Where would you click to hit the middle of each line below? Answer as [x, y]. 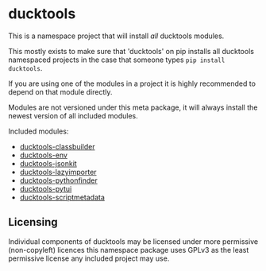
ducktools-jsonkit [48, 163]
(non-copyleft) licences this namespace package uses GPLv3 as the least [129, 250]
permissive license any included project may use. [89, 258]
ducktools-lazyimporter [58, 172]
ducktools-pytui [46, 188]
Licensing [33, 222]
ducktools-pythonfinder [58, 180]
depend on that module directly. [60, 91]
